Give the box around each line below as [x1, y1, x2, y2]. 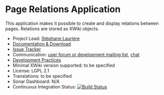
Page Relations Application [5, 4, 121, 15]
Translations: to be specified [12, 73, 72, 79]
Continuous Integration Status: [12, 83, 76, 89]
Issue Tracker [12, 46, 41, 52]
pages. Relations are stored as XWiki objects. [5, 25, 99, 31]
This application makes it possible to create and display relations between [5, 20, 159, 26]
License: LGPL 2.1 [12, 67, 49, 74]
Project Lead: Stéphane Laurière [12, 35, 80, 41]
